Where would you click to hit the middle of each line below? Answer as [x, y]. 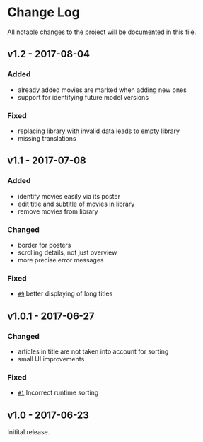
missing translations [47, 138]
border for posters [44, 245]
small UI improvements [51, 359]
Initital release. [29, 432]
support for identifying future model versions [83, 97]
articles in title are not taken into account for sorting [93, 351]
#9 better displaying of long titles [65, 293]
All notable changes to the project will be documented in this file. [102, 32]
